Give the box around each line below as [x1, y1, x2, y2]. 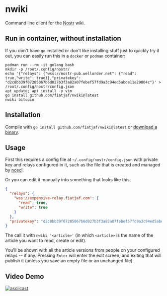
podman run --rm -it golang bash [5, 62, 75, 68]
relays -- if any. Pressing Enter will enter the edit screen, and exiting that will [5, 252, 162, 259]
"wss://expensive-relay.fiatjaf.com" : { [14, 196, 99, 201]
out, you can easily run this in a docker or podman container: [5, 53, 126, 59]
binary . [5, 129, 19, 135]
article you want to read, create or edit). [5, 237, 86, 244]
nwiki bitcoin [5, 97, 35, 102]
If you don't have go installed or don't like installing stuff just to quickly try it [5, 47, 160, 53]
